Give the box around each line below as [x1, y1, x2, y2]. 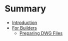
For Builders [11, 24, 37, 30]
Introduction [11, 19, 37, 25]
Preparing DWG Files [19, 30, 63, 36]
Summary [4, 3, 46, 14]
